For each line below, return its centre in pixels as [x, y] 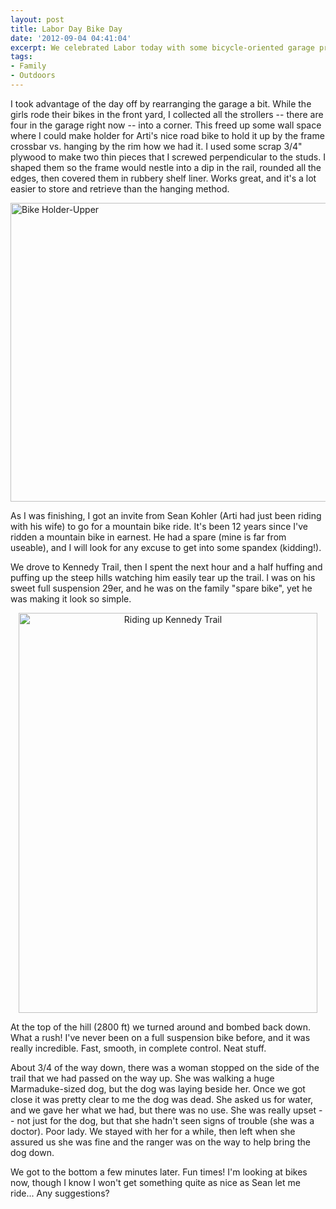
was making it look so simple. [71, 598]
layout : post [37, 19]
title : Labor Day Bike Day [66, 29]
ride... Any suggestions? [60, 1193]
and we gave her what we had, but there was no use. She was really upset [163, 1110]
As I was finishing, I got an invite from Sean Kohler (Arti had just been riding [166, 515]
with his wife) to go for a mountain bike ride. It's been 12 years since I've [159, 526]
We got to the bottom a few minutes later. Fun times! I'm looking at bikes [159, 1172]
